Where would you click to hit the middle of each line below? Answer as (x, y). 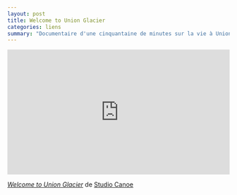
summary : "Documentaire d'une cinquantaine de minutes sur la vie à (110, 33)
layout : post (26, 14)
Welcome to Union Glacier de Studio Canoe (71, 184)
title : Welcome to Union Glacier (56, 20)
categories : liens (34, 27)
